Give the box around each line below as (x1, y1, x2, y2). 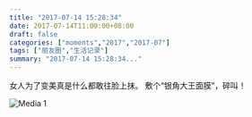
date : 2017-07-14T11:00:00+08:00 (9, 21, 135, 30)
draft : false (9, 29, 58, 38)
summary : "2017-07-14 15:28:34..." (9, 54, 143, 63)
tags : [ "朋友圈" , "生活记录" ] (9, 46, 109, 55)
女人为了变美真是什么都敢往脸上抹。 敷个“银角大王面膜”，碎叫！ (9, 80, 247, 90)
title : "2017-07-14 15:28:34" (9, 13, 123, 22)
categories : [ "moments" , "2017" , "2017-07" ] (9, 38, 170, 47)
